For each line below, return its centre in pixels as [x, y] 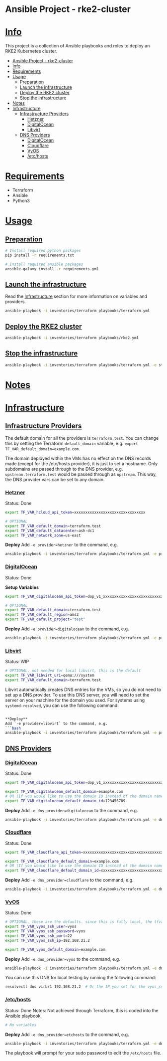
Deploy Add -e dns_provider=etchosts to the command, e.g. [67, 1034]
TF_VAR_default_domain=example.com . [43, 448]
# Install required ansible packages [44, 264]
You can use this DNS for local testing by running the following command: [81, 978]
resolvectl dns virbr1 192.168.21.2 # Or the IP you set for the [75, 987]
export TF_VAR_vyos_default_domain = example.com [55, 949]
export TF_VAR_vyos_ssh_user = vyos [41, 927]
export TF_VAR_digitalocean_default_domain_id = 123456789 [65, 801]
